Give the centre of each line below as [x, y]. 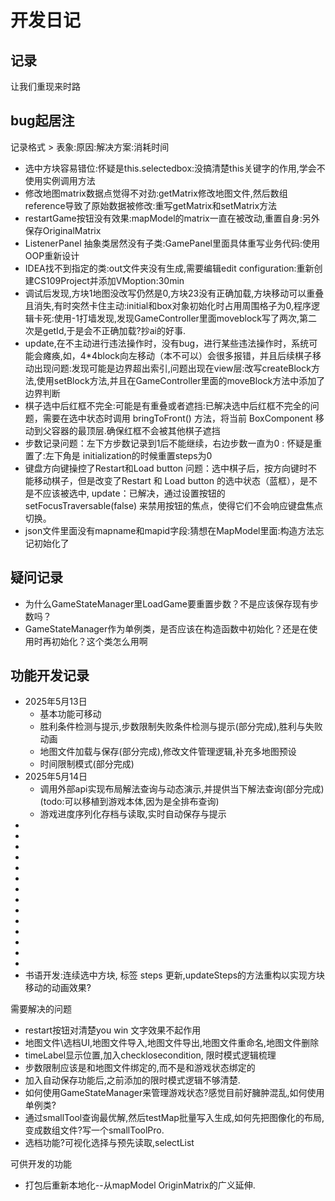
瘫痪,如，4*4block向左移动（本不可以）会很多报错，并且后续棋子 [177, 355]
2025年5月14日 [56, 777]
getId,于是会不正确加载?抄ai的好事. [114, 330]
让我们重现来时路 [45, 86]
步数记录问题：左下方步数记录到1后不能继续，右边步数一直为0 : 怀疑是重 [173, 443]
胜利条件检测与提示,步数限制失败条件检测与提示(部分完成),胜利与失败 [181, 727]
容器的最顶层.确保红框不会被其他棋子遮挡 [136, 430]
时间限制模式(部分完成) [87, 764]
